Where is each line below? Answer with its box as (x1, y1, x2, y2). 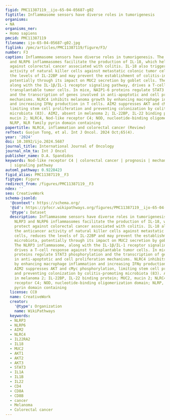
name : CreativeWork (10, 295, 51, 300)
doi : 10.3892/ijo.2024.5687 (5, 139, 65, 144)
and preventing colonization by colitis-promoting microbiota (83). (14, 271, 162, 276)
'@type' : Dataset (10, 209, 47, 215)
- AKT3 (10, 360, 24, 365)
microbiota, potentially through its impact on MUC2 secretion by (14, 238, 157, 243)
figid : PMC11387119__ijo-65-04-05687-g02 (5, 7, 94, 13)
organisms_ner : (5, 26, 37, 31)
